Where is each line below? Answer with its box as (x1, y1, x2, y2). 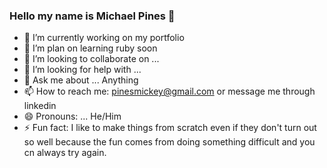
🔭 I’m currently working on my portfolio (23, 32, 185, 44)
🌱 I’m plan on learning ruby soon (23, 42, 158, 54)
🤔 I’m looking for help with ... (23, 64, 142, 76)
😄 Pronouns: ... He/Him (23, 110, 122, 123)
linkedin (23, 100, 57, 112)
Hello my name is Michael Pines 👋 (9, 9, 176, 23)
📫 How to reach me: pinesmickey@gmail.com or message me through (23, 85, 316, 98)
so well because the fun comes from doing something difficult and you (23, 136, 316, 148)
